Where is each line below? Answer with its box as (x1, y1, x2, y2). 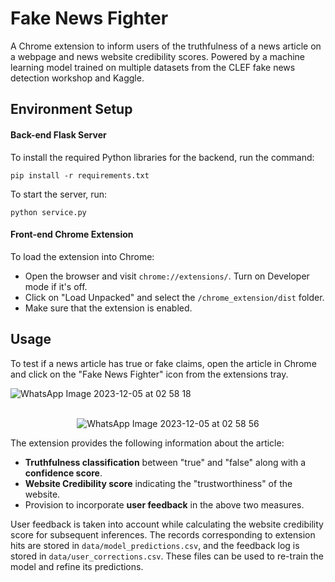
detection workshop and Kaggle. (10, 72, 145, 84)
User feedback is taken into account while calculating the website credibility (10, 518, 324, 530)
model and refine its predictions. (10, 560, 144, 572)
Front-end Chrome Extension (10, 228, 134, 241)
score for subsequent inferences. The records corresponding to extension (10, 528, 316, 541)
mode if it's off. (24, 280, 88, 292)
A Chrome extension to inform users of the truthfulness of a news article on (10, 40, 322, 52)
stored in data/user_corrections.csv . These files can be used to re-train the (10, 550, 324, 562)
